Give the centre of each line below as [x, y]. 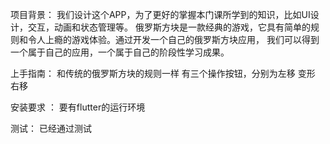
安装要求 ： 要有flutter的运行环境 [78, 107]
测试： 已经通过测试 [51, 128]
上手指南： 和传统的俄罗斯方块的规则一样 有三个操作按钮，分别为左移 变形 [163, 73]
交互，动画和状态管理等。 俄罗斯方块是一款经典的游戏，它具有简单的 [169, 27]
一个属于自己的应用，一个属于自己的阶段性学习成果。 [120, 52]
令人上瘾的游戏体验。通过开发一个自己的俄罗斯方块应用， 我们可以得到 [173, 39]
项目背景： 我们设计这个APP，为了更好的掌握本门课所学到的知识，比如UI [160, 14]
